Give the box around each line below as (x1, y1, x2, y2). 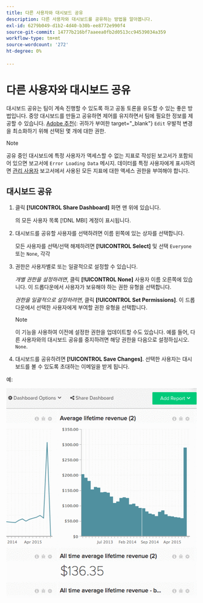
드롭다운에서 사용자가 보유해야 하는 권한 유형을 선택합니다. (34, 283, 172, 290)
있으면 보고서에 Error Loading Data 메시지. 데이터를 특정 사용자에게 (12, 159, 174, 167)
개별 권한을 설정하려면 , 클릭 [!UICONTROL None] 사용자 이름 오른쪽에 (14, 276, 182, 283)
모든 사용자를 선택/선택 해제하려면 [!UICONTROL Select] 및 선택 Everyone (14, 242, 192, 250)
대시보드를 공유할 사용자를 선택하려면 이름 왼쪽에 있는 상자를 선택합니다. (14, 229, 185, 236)
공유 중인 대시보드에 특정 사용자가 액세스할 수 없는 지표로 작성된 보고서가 (6, 152, 177, 159)
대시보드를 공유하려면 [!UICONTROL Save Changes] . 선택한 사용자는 (14, 355, 181, 362)
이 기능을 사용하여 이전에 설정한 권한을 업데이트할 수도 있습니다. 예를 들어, (14, 328, 189, 336)
